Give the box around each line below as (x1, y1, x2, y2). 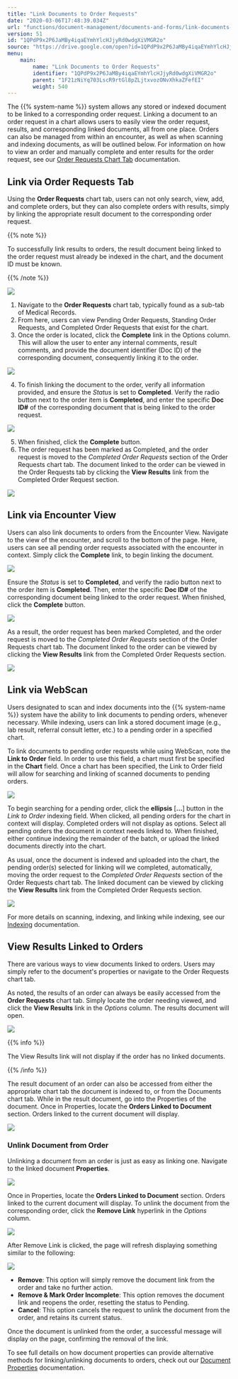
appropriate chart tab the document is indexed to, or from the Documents (7, 1087, 222, 1095)
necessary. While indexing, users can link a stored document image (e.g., (7, 718, 222, 726)
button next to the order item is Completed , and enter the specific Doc (17, 395, 225, 405)
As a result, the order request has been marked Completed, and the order (7, 627, 222, 636)
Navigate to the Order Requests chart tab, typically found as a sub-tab (17, 301, 225, 309)
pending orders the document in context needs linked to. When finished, (7, 826, 219, 835)
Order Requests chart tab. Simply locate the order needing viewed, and (7, 996, 217, 1004)
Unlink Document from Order (7, 1141, 109, 1150)
